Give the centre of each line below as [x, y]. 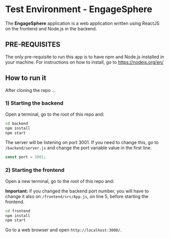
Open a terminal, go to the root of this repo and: [55, 114]
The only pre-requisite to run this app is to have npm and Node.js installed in [85, 57]
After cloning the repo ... [31, 90]
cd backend [17, 123]
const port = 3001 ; [26, 157]
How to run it [26, 78]
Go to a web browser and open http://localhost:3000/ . [64, 230]
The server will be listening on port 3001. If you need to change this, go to [82, 142]
